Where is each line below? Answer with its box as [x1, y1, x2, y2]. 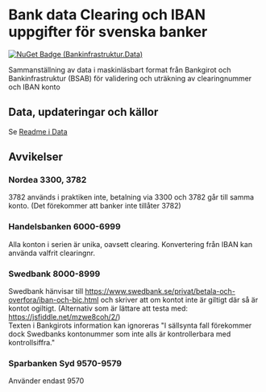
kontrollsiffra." [8, 338, 55, 348]
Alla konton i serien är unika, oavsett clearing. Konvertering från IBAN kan [8, 239, 252, 249]
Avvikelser [8, 151, 63, 164]
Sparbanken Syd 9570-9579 [8, 357, 123, 369]
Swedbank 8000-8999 [8, 268, 101, 279]
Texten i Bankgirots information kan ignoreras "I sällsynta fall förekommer [8, 320, 252, 331]
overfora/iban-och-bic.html [8, 295, 99, 305]
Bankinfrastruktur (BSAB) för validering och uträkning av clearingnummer [8, 73, 252, 83]
